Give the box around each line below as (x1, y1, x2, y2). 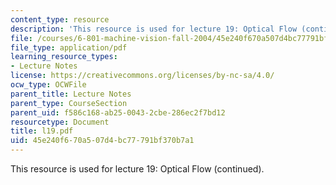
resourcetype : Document (10, 117, 110, 127)
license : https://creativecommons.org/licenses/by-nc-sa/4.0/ (10, 71, 275, 81)
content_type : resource (10, 14, 110, 25)
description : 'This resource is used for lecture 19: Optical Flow (10, 24, 298, 34)
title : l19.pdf (10, 126, 74, 136)
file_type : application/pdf (10, 42, 128, 53)
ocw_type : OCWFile (10, 80, 87, 90)
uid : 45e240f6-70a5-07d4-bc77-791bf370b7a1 (10, 136, 195, 146)
